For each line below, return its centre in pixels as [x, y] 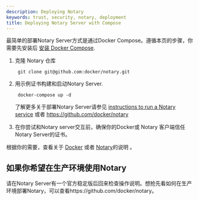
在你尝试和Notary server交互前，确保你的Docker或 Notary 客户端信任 [100, 127]
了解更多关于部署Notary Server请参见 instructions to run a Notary [95, 107]
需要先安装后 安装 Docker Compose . [51, 48]
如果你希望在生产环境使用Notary [66, 168]
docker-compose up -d [44, 95]
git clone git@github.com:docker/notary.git [74, 72]
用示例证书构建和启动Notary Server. [59, 84]
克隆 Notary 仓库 [35, 61]
